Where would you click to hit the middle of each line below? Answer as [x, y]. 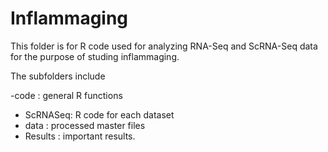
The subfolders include [58, 76]
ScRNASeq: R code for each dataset [99, 114]
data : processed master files [85, 125]
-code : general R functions [66, 95]
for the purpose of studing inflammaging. [95, 56]
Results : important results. [80, 136]
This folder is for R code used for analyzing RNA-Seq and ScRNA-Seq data [164, 46]
